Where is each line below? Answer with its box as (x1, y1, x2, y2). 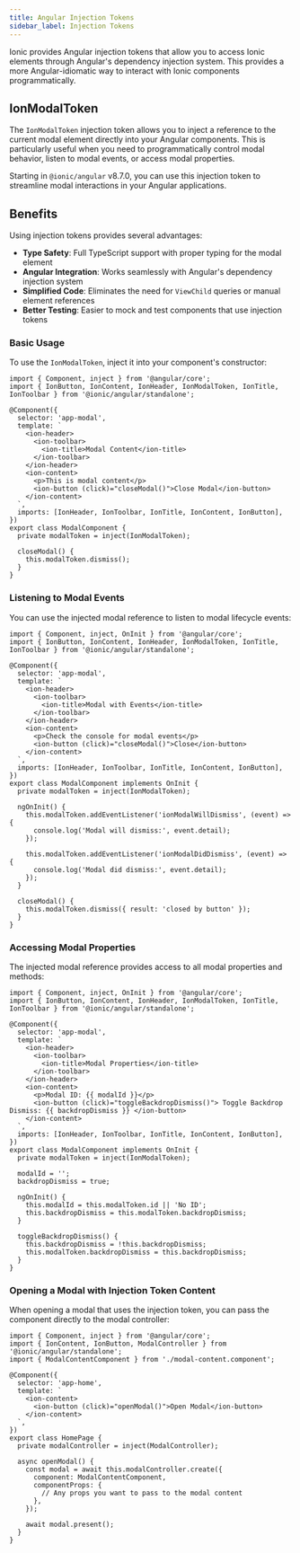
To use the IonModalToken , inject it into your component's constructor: (9, 357, 268, 368)
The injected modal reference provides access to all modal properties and (9, 962, 283, 973)
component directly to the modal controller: (9, 1314, 170, 1325)
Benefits (9, 206, 58, 221)
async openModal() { (17, 1457, 94, 1467)
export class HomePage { (9, 1434, 102, 1443)
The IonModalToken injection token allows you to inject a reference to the (9, 125, 277, 136)
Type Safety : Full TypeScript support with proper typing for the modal (22, 248, 282, 259)
